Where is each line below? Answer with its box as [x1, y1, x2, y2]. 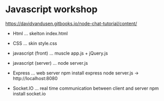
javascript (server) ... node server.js [12, 60, 88, 66]
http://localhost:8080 [12, 75, 58, 81]
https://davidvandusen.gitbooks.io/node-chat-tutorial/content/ [5, 20, 137, 27]
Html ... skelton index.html [12, 30, 68, 36]
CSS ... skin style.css [12, 40, 57, 46]
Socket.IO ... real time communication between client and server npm [12, 85, 159, 91]
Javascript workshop [5, 4, 98, 15]
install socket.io [12, 90, 46, 96]
